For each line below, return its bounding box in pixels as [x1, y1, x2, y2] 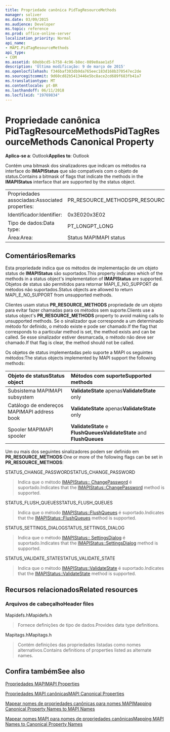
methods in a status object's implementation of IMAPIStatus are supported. [5, 276, 163, 282]
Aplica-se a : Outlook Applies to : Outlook [5, 153, 90, 159]
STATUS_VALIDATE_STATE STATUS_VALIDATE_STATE [5, 555, 115, 562]
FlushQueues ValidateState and [70, 429, 147, 436]
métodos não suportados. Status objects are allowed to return [5, 287, 133, 293]
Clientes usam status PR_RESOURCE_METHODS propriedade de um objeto [5, 302, 163, 308]
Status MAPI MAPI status [67, 234, 125, 241]
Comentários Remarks [5, 251, 76, 260]
